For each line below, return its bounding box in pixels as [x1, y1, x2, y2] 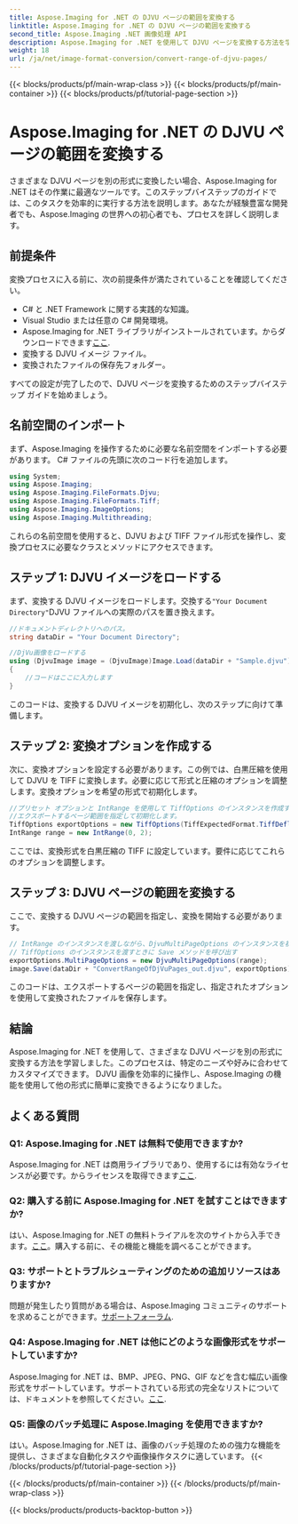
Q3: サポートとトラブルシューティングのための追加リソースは [9, 1265, 272, 1278]
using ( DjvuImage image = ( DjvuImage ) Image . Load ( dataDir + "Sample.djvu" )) [9, 657, 295, 666]
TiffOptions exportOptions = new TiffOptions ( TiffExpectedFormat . [9, 820, 260, 830]
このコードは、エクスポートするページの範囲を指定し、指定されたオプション [9, 982, 289, 992]
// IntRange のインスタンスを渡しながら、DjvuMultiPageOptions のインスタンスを [9, 939, 286, 948]
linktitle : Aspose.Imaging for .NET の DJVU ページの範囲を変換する [9, 21, 251, 30]
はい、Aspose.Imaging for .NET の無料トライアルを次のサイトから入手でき [9, 1230, 282, 1240]
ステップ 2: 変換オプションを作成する [9, 739, 213, 754]
